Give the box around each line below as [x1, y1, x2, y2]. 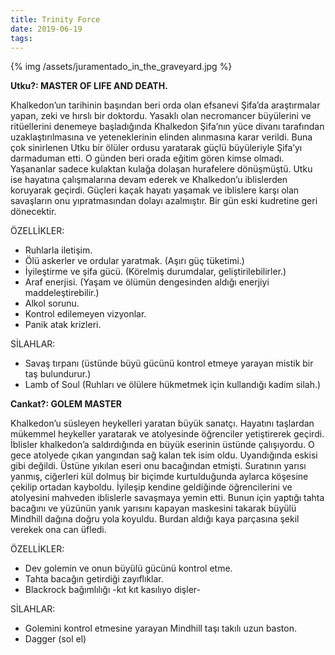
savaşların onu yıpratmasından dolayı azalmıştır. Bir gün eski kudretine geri [10, 195, 318, 207]
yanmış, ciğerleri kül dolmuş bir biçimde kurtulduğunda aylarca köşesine [10, 471, 309, 483]
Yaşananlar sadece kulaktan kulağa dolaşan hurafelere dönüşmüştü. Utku [10, 163, 313, 175]
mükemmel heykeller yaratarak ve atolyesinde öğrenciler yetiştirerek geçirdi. [10, 428, 325, 440]
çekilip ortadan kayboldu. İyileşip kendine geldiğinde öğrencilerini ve [10, 481, 293, 493]
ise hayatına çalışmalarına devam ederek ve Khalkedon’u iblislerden [10, 174, 288, 186]
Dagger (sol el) [24, 633, 87, 645]
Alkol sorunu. [24, 297, 80, 310]
